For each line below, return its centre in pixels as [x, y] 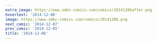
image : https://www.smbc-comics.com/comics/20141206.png [66, 19]
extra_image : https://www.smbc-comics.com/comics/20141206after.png [79, 10]
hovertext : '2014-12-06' [31, 15]
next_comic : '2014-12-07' [32, 24]
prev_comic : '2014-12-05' [32, 29]
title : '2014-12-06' [27, 33]
